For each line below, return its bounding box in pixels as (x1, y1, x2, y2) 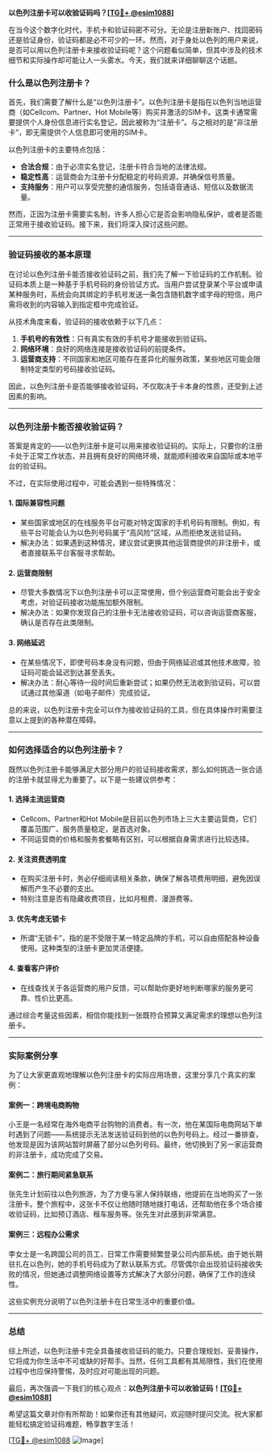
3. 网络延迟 (8, 637, 46, 647)
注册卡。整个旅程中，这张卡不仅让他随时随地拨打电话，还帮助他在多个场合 (8, 1199, 256, 1209)
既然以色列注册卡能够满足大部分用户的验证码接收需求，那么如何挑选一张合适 (8, 764, 263, 774)
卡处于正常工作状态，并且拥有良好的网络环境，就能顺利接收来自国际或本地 (8, 451, 256, 460)
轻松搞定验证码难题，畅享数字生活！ (15, 1419, 135, 1429)
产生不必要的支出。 (34, 884, 98, 893)
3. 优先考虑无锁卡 (8, 913, 67, 923)
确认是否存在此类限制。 (19, 618, 98, 628)
